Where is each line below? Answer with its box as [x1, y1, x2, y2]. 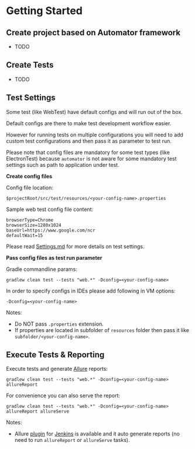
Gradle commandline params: [6, 266, 77, 273]
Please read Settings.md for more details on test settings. [6, 243, 145, 250]
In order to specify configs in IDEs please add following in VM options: [6, 287, 176, 294]
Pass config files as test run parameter [6, 254, 102, 261]
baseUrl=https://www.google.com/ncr [6, 227, 95, 233]
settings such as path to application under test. [6, 161, 119, 168]
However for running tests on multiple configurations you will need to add [6, 131, 183, 138]
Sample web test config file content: [6, 206, 94, 213]
